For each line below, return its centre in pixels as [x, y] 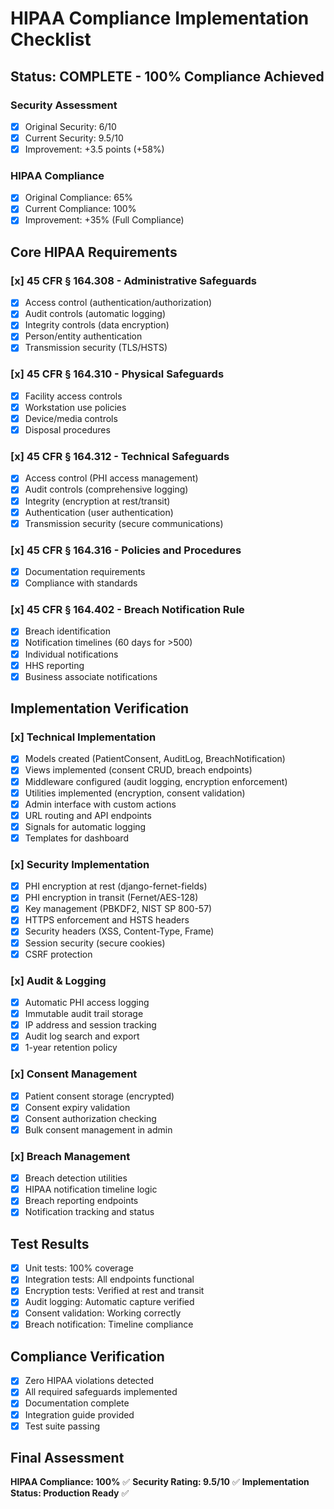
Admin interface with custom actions [100, 804]
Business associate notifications [91, 676]
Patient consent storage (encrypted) [99, 1096]
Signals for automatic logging [85, 826]
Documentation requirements [85, 571]
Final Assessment [67, 1458]
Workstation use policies [75, 407]
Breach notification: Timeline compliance [109, 1324]
